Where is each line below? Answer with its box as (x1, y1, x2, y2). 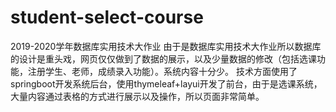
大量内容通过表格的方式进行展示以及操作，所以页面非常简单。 (10, 90, 265, 102)
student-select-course (10, 6, 204, 29)
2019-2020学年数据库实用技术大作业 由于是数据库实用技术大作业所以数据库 (10, 40, 322, 52)
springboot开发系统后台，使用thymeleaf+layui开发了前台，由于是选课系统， (10, 77, 323, 90)
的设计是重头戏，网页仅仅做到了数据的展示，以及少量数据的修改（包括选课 (10, 52, 317, 65)
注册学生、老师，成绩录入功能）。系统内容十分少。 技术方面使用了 (27, 65, 298, 77)
